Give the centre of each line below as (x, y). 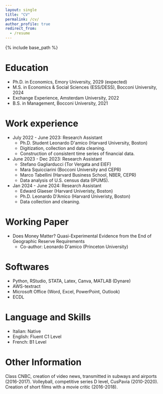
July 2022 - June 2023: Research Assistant (57, 137)
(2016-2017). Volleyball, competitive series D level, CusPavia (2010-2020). (82, 381)
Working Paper (37, 222)
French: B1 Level (29, 342)
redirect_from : (21, 29)
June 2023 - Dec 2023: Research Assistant (57, 159)
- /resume (20, 33)
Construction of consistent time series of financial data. (77, 153)
